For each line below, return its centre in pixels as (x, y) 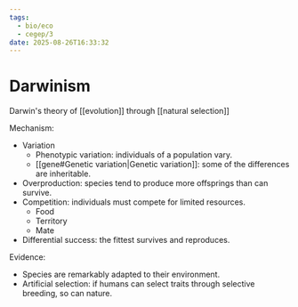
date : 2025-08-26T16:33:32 (59, 42)
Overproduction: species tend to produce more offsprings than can (145, 183)
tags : (19, 17)
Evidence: (28, 257)
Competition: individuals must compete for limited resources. (134, 202)
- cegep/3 (35, 34)
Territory (52, 221)
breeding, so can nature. (67, 294)
